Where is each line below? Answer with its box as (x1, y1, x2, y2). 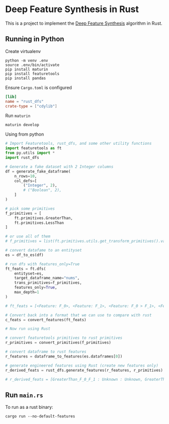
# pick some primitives (5, 206, 55, 211)
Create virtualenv (5, 48, 41, 54)
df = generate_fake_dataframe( (5, 169, 71, 174)
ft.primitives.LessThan (14, 220, 64, 225)
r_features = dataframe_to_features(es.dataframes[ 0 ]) (5, 354, 123, 359)
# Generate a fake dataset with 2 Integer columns (5, 164, 114, 169)
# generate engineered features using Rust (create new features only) (5, 363, 158, 368)
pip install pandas (5, 76, 46, 81)
